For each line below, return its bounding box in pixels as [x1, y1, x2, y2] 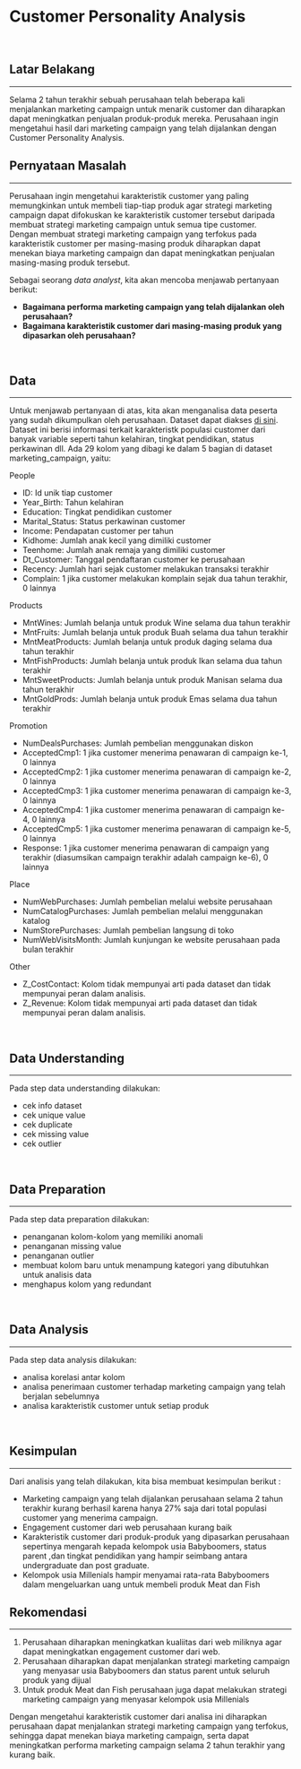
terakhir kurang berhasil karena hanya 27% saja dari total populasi [21, 1503, 267, 1514]
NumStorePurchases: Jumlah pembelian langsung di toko [21, 925, 235, 936]
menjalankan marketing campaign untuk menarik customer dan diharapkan [9, 103, 286, 114]
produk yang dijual [21, 1675, 91, 1686]
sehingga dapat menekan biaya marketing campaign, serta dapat [9, 1730, 249, 1741]
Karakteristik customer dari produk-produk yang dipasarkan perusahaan [21, 1531, 289, 1542]
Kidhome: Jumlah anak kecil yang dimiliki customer [21, 535, 212, 546]
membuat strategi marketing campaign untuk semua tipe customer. [9, 219, 257, 229]
